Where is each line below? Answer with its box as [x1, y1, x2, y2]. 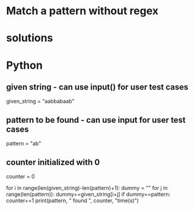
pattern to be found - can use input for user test [6, 114, 186, 125]
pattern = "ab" [6, 140, 42, 147]
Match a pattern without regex [6, 4, 159, 18]
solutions [6, 31, 53, 45]
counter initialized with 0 [6, 157, 100, 167]
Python [6, 58, 43, 72]
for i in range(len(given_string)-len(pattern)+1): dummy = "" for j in [6, 184, 168, 191]
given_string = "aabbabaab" [6, 98, 75, 105]
